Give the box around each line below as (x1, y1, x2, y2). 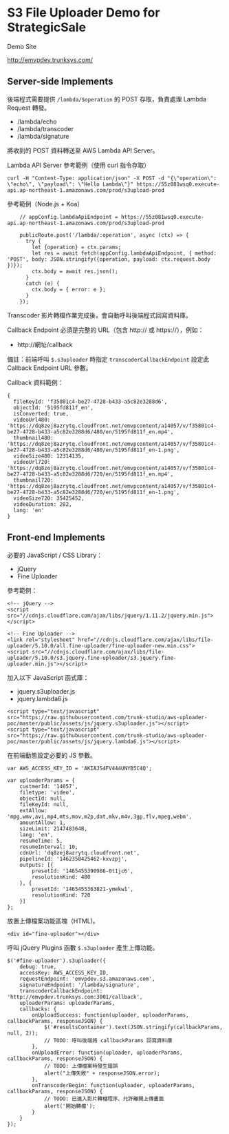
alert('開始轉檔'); (43, 1102, 96, 1109)
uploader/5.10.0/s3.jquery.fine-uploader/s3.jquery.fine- (7, 654, 177, 661)
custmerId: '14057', (19, 783, 78, 790)
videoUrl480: (13, 416, 51, 423)
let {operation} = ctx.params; (32, 244, 122, 251)
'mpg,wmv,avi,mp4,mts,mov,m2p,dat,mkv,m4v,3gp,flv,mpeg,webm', (7, 813, 193, 820)
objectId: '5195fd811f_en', (13, 404, 94, 411)
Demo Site (7, 42, 36, 50)
